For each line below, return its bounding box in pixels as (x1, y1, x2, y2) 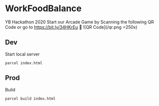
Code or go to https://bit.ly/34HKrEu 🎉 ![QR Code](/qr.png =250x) (5, 24, 138, 30)
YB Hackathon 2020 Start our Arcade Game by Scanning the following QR (5, 19, 154, 25)
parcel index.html (5, 60, 43, 66)
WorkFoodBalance (5, 3, 82, 14)
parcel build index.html (5, 96, 56, 101)
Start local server (5, 51, 40, 57)
